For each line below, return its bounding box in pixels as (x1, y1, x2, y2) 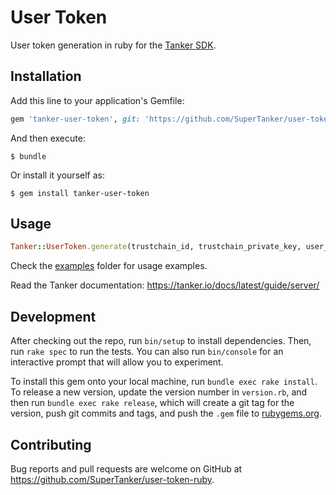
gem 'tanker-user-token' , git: (10, 114, 141, 124)
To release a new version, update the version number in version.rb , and (10, 386, 308, 398)
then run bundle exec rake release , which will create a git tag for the (10, 397, 295, 409)
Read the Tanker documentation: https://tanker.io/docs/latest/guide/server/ (10, 279, 320, 291)
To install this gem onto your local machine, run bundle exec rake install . (10, 376, 318, 388)
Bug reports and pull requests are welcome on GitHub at (10, 462, 243, 475)
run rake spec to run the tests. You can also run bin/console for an (10, 346, 284, 358)
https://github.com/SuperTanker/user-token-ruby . (10, 473, 215, 485)
